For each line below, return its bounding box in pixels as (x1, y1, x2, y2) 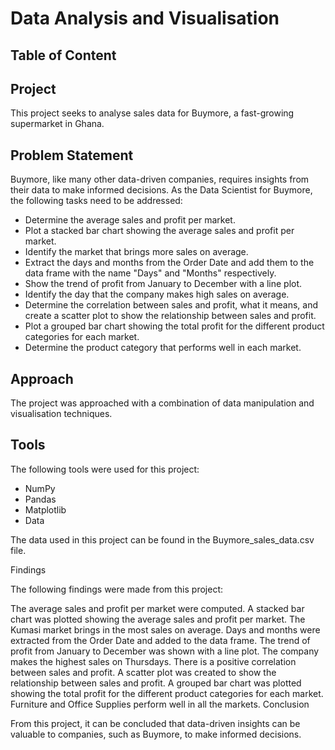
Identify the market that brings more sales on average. (24, 246, 249, 258)
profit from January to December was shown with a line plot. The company (10, 645, 320, 657)
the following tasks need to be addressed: (10, 195, 183, 207)
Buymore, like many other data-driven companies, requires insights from (10, 173, 310, 186)
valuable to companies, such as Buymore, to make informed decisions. (10, 728, 302, 740)
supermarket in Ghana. (10, 118, 105, 130)
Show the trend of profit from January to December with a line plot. (24, 278, 303, 290)
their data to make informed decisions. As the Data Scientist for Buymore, (10, 184, 313, 196)
